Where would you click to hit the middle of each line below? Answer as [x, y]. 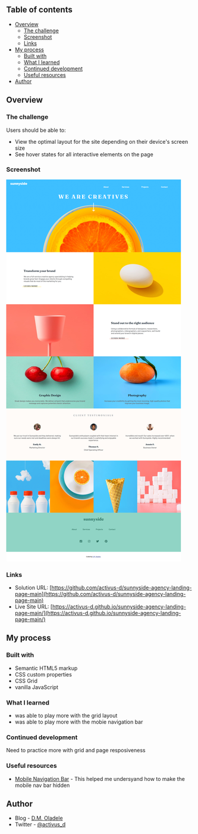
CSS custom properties [43, 674]
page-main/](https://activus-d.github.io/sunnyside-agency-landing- [98, 613]
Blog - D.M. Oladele [39, 818]
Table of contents [39, 10]
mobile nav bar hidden [42, 785]
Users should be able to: [36, 130]
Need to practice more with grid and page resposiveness [76, 750]
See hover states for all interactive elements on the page [84, 154]
